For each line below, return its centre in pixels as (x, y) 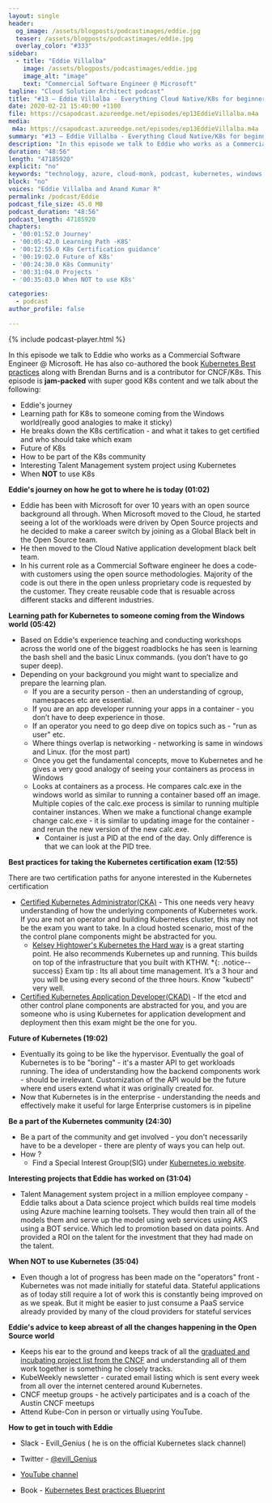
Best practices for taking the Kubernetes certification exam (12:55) (123, 862)
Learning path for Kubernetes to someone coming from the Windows (127, 615)
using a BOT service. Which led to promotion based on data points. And (140, 1228)
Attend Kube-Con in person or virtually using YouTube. (111, 1411)
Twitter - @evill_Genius (58, 1458)
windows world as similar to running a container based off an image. (146, 794)
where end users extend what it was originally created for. (117, 1088)
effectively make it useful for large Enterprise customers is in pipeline (136, 1105)
